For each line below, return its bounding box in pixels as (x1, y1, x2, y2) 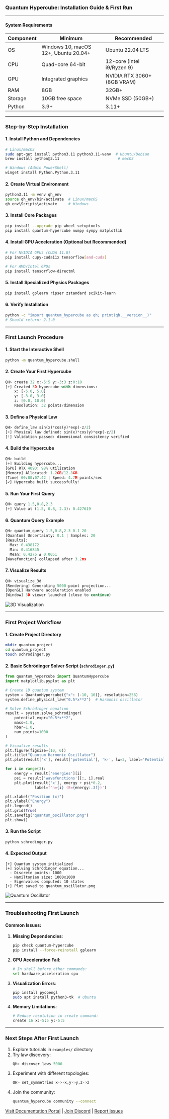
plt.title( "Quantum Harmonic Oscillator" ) (5, 752, 96, 758)
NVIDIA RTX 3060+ (105, 72, 152, 79)
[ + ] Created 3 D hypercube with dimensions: (5, 384, 98, 389)
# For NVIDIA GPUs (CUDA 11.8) (5, 250, 71, 255)
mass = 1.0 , (14, 720, 35, 725)
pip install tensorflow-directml (5, 269, 75, 274)
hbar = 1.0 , (14, 725, 35, 730)
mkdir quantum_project (5, 643, 53, 648)
